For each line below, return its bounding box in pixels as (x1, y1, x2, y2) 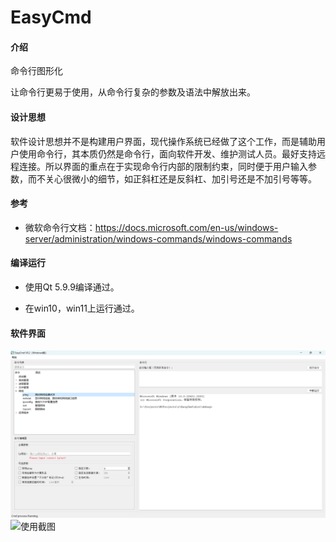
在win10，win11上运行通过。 (24, 302, 140, 314)
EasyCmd (10, 6, 92, 29)
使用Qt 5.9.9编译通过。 (24, 281, 120, 293)
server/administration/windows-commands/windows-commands (24, 232, 293, 245)
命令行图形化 (10, 65, 63, 77)
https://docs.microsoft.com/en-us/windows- (94, 221, 279, 233)
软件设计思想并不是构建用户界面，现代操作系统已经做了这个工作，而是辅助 (10, 135, 317, 147)
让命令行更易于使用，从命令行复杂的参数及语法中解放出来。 (10, 86, 256, 98)
